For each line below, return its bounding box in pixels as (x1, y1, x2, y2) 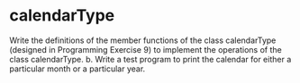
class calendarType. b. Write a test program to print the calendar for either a (9, 54, 292, 64)
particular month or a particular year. (9, 63, 146, 74)
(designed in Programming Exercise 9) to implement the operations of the (9, 44, 282, 54)
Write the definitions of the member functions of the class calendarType (9, 35, 277, 46)
